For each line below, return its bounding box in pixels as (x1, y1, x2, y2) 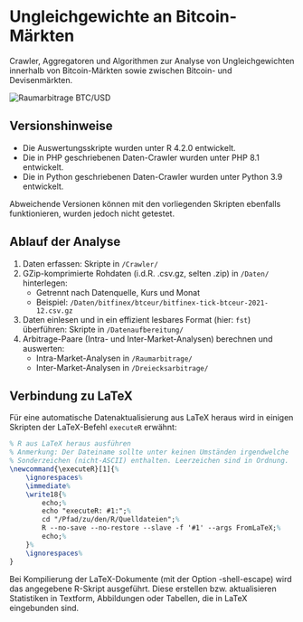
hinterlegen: (22, 278, 68, 288)
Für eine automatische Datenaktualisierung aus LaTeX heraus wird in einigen (9, 412, 294, 423)
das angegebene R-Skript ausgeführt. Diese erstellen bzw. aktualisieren (9, 583, 278, 594)
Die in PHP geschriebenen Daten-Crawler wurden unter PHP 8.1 (22, 152, 260, 163)
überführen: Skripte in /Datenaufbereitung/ (22, 324, 184, 335)
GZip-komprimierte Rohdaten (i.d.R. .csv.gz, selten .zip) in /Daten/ (22, 268, 270, 278)
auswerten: (22, 343, 65, 353)
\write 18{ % (25, 490, 67, 499)
